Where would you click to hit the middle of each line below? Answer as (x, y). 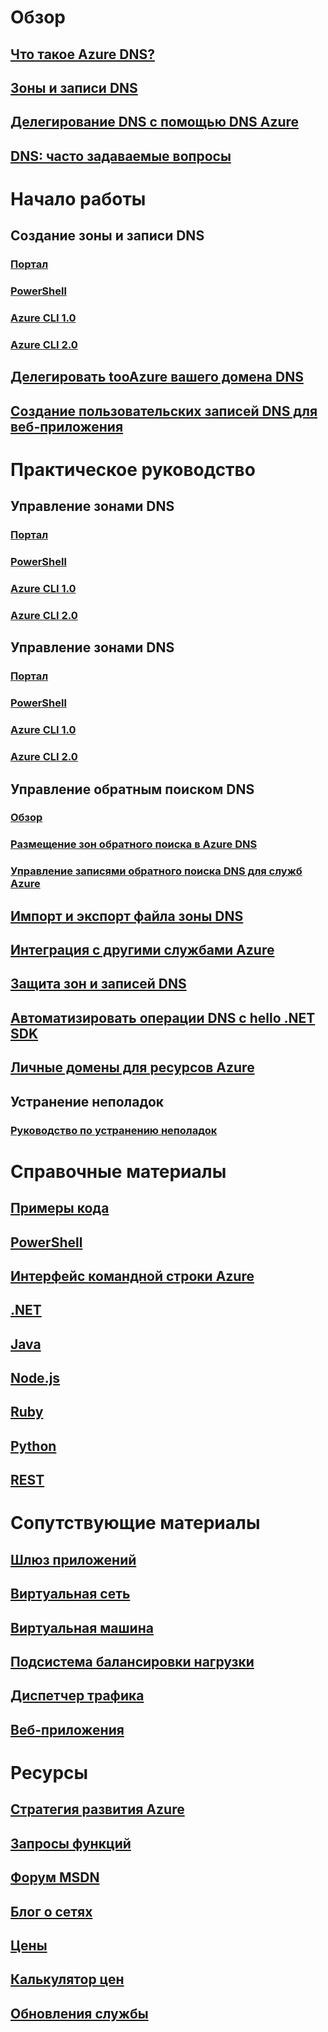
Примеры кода (60, 1208)
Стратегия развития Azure (97, 1809)
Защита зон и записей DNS (98, 984)
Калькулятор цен (67, 1979)
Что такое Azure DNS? (82, 54)
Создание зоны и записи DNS (107, 236)
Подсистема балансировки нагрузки (132, 1662)
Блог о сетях (51, 1911)
